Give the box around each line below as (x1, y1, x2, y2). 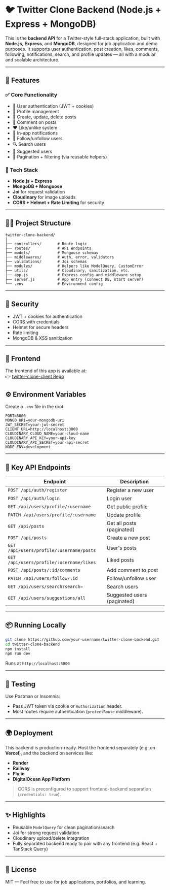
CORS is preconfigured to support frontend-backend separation (17, 785, 151, 792)
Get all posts (106, 519, 137, 526)
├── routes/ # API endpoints (5, 246, 92, 251)
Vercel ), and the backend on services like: (5, 750, 94, 756)
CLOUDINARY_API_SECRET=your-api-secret (5, 440, 90, 445)
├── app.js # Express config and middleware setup (5, 272, 142, 277)
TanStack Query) (12, 846, 48, 852)
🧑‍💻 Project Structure (5, 219, 71, 227)
